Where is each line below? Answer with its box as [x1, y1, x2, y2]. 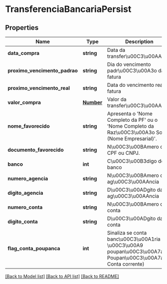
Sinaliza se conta [107, 230, 147, 236]
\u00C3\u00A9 [107, 242, 143, 249]
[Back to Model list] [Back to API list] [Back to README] [5, 274, 119, 279]
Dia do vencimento [107, 61, 151, 68]
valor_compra [7, 99, 41, 106]
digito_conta [7, 218, 38, 225]
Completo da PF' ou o [107, 116, 158, 123]
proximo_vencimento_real [7, 85, 70, 91]
